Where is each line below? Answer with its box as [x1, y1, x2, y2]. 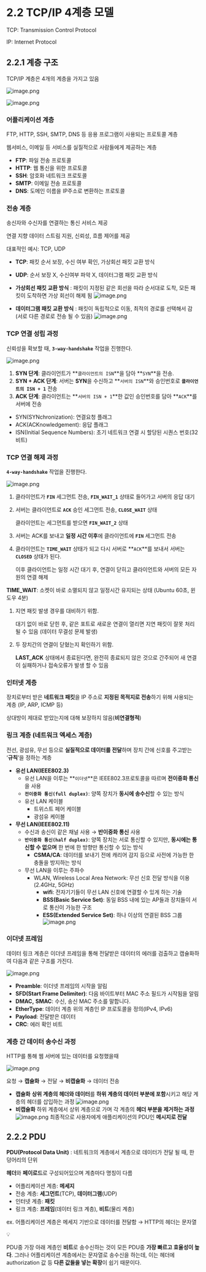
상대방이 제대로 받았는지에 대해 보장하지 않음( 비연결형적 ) [6, 714, 142, 722]
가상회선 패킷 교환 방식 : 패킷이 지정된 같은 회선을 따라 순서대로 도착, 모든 [15, 284, 189, 292]
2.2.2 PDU [6, 1132, 46, 1142]
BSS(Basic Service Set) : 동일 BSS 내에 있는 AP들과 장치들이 [42, 896, 191, 903]
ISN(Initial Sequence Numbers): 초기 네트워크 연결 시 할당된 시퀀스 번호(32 [15, 428, 198, 436]
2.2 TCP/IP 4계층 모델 [6, 6, 115, 20]
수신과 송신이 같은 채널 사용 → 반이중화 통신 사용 [24, 828, 141, 836]
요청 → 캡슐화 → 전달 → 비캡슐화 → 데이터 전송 [6, 1077, 120, 1085]
